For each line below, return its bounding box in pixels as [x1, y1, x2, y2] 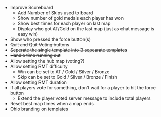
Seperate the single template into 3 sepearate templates [10, 47, 128, 53]
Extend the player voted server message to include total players [17, 95, 151, 101]
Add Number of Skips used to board [17, 10, 93, 16]
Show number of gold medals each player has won [17, 15, 124, 21]
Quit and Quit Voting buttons [10, 42, 70, 47]
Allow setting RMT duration [10, 79, 67, 85]
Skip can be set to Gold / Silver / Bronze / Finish [17, 74, 117, 80]
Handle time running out [10, 52, 61, 58]
